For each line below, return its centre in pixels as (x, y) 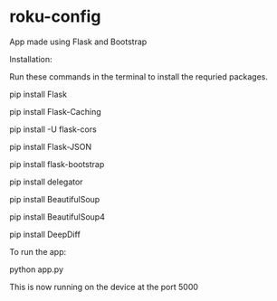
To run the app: (38, 251)
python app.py (37, 269)
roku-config (55, 17)
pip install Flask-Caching (55, 111)
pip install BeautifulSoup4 (57, 216)
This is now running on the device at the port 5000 (104, 287)
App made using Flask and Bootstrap (78, 42)
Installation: (31, 59)
